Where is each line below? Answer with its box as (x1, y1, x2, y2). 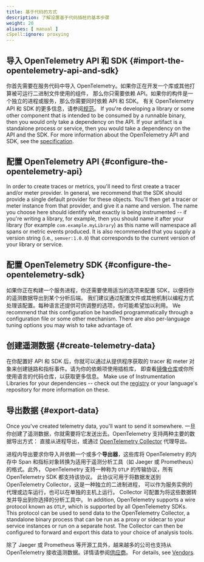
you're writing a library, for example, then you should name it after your (6, 215, 184, 222)
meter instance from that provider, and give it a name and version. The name (6, 201, 198, 209)
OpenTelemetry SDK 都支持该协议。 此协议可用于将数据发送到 (6, 473, 161, 481)
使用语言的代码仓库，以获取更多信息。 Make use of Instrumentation (6, 373, 175, 380)
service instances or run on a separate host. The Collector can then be (6, 523, 183, 530)
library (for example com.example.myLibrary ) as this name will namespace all (6, 221, 197, 228)
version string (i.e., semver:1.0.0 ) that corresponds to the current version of (6, 234, 195, 242)
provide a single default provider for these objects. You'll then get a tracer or (6, 195, 198, 203)
